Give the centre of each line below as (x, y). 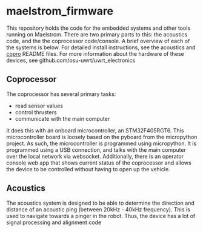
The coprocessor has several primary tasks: (61, 94)
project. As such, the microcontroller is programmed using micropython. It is (101, 143)
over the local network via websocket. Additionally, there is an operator (95, 156)
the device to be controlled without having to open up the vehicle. (88, 169)
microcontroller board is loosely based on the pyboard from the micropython (102, 137)
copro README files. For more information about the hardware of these (95, 53)
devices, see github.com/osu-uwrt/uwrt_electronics (71, 60)
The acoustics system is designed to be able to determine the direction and (101, 203)
